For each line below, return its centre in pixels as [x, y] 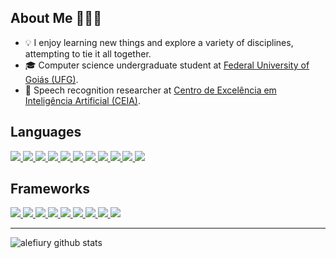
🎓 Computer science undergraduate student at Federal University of [167, 65]
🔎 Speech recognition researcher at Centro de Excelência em [150, 90]
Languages [46, 132]
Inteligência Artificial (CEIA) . [83, 100]
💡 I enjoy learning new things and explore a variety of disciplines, [159, 42]
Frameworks [50, 189]
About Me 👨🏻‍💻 [56, 18]
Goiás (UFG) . [51, 79]
